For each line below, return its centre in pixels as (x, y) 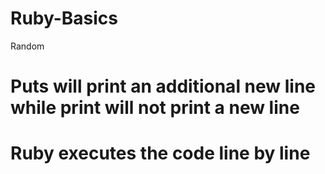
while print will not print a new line (155, 108)
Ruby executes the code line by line (160, 153)
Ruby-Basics (64, 18)
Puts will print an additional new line (163, 86)
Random (27, 46)
